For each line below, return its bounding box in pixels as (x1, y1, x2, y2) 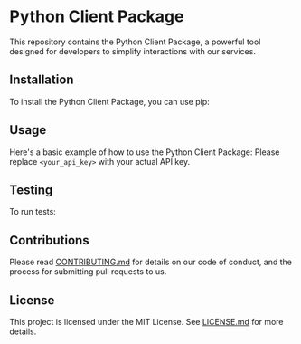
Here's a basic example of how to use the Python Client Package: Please (9, 147, 280, 158)
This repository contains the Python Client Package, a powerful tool (9, 36, 261, 47)
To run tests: (9, 206, 56, 217)
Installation (9, 72, 74, 88)
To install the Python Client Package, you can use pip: (9, 96, 210, 107)
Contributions (9, 233, 89, 248)
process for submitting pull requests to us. (9, 266, 167, 277)
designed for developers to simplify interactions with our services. (9, 45, 256, 56)
